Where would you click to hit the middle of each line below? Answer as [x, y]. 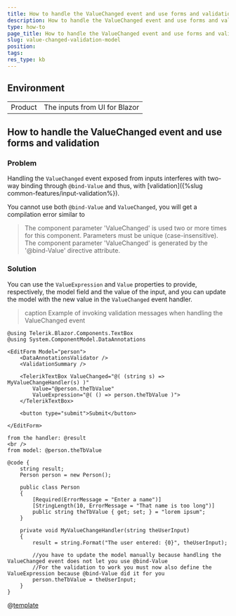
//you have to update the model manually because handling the [127, 555]
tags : [15, 54]
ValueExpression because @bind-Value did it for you [86, 573]
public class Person [50, 487]
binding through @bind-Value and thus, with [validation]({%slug [112, 186]
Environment [36, 88]
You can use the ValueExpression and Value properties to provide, [102, 284]
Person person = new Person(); [66, 475]
